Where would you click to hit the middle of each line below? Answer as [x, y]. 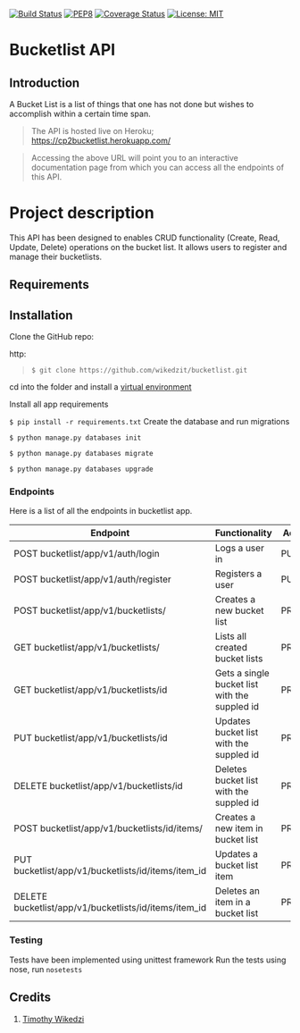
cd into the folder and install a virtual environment [100, 387]
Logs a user [240, 548]
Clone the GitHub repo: [52, 337]
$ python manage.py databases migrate [81, 454]
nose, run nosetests [46, 969]
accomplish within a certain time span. [80, 113]
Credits [30, 998]
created [231, 648]
